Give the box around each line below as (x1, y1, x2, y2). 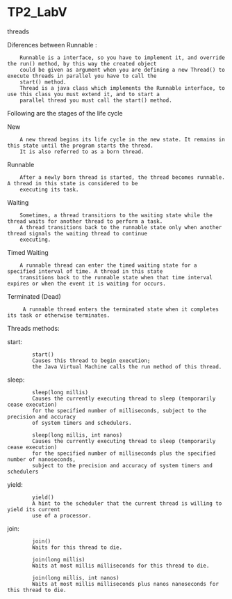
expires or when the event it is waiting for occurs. (7, 280, 167, 287)
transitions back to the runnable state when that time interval (19, 274, 213, 281)
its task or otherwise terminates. (7, 311, 110, 319)
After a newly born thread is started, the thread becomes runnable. (19, 173, 226, 181)
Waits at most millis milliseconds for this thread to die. (32, 562, 210, 569)
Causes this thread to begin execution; (32, 357, 151, 364)
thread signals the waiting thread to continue (7, 230, 148, 237)
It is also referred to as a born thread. (19, 148, 144, 155)
